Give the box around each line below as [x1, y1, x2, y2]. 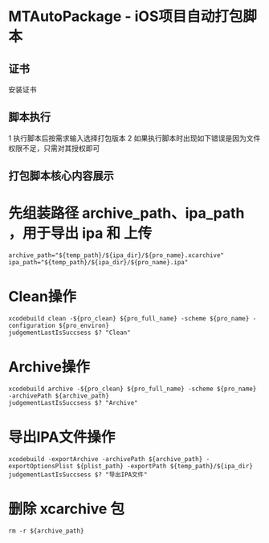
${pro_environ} [59, 322, 110, 330]
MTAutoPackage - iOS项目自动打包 [8, 7, 243, 26]
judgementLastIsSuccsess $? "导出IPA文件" [8, 471, 148, 479]
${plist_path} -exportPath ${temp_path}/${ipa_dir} [76, 462, 253, 470]
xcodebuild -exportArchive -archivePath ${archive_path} [8, 455, 203, 463]
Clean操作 [8, 288, 76, 306]
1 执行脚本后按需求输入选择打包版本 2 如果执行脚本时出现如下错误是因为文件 [8, 133, 261, 143]
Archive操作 [8, 358, 91, 376]
